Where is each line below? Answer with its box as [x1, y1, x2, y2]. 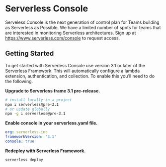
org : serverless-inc [5, 129, 48, 135]
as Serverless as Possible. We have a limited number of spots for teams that [5, 24, 161, 30]
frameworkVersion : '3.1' [5, 134, 57, 139]
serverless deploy [5, 157, 43, 162]
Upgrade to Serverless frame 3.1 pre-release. [5, 87, 100, 94]
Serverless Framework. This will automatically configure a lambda [5, 68, 140, 74]
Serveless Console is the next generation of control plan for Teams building [5, 19, 160, 25]
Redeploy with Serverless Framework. [5, 148, 86, 154]
